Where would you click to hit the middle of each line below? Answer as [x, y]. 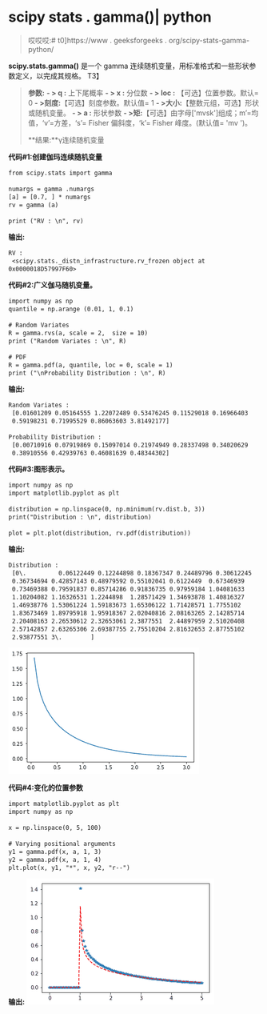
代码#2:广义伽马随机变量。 [53, 285]
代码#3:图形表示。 [39, 469]
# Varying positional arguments [62, 844]
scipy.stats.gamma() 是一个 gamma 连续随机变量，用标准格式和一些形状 [129, 66]
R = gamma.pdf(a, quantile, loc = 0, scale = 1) [91, 365]
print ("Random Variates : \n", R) [68, 341]
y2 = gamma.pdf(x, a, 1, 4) [55, 860]
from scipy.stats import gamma [60, 173]
